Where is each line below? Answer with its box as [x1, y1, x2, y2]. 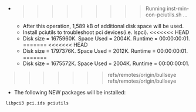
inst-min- [166, 5, 190, 12]
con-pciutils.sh [145, 11, 182, 18]
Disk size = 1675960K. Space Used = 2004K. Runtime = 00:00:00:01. [22, 35, 190, 42]
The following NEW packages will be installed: [13, 89, 126, 96]
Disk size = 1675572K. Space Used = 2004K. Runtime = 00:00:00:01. [22, 60, 190, 67]
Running [145, 5, 166, 12]
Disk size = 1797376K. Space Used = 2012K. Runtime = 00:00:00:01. [22, 47, 188, 55]
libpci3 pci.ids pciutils [5, 100, 69, 106]
